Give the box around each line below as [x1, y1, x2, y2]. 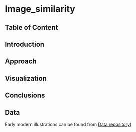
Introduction [5, 40, 45, 48]
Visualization [5, 74, 47, 83]
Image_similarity [5, 3, 76, 15]
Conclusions [5, 91, 45, 100]
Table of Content [5, 23, 58, 32]
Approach [5, 57, 37, 66]
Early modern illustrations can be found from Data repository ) [5, 121, 132, 127]
